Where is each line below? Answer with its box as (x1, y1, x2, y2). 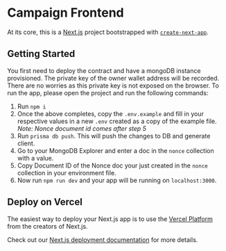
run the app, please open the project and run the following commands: (7, 88, 209, 97)
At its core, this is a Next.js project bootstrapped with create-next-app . (7, 28, 209, 36)
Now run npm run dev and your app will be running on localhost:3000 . (17, 176, 217, 184)
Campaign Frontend (7, 5, 124, 21)
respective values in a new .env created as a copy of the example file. (17, 117, 217, 125)
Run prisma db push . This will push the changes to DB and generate (17, 131, 211, 140)
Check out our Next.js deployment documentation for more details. (7, 235, 198, 244)
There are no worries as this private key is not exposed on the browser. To (7, 81, 220, 90)
